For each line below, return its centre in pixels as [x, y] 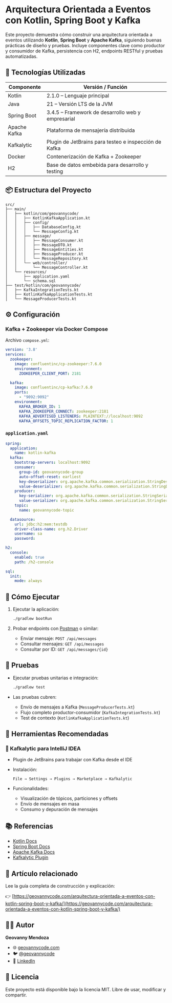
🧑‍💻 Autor [20, 925]
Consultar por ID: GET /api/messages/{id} [64, 649]
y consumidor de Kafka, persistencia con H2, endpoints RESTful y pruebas [84, 51]
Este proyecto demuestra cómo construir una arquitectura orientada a [79, 34]
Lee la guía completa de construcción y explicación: [60, 886]
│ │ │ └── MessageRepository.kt [47, 258]
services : [16, 355]
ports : [21, 392]
